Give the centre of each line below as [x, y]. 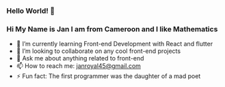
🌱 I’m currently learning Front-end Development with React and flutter [115, 44]
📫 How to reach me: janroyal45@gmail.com [79, 66]
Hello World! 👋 [31, 11]
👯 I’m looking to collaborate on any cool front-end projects [98, 51]
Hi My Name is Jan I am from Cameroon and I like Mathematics [112, 29]
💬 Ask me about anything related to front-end [80, 58]
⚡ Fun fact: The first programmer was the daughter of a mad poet [108, 76]
